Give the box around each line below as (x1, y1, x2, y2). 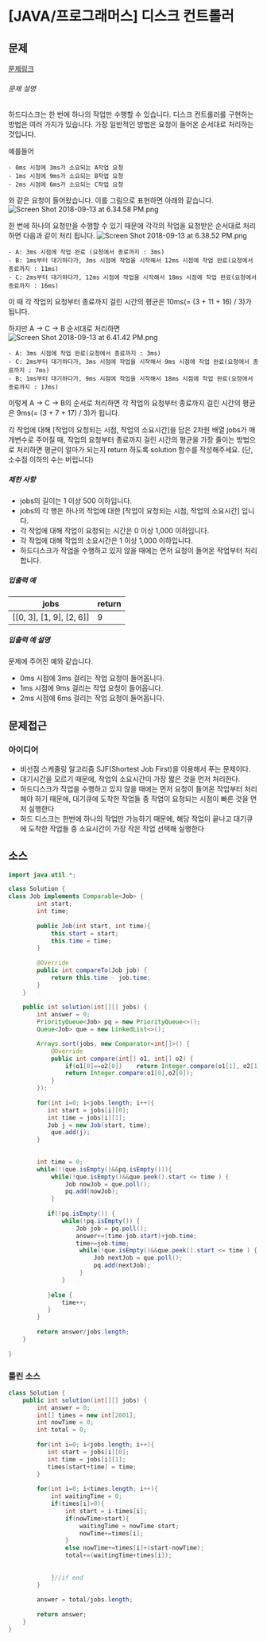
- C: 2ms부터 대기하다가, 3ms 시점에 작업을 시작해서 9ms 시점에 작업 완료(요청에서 (8, 358, 250, 366)
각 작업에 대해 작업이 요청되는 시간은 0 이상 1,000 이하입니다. (19, 526, 210, 536)
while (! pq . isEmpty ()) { (61, 1217, 141, 1225)
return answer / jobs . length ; (37, 1328, 130, 1336)
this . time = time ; (50, 937, 112, 945)
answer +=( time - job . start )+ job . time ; (75, 1232, 197, 1240)
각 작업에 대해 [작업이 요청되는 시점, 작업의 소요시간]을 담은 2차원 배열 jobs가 (8, 425, 248, 435)
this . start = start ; (50, 929, 119, 938)
